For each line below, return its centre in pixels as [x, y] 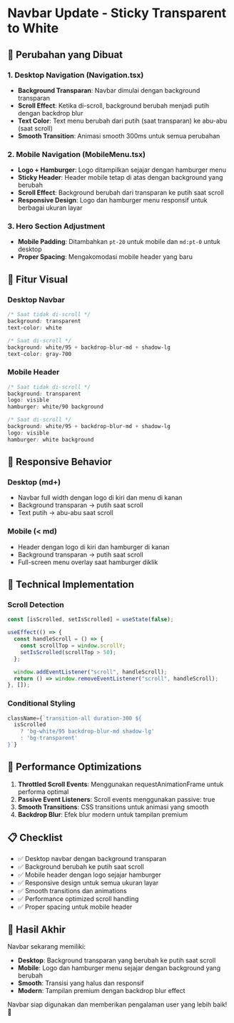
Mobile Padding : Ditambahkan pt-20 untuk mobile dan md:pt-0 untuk [119, 242]
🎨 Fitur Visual [38, 279]
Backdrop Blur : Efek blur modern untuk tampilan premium [103, 814]
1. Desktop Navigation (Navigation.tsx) [76, 75]
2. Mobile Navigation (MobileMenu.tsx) [77, 154]
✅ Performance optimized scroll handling [78, 899]
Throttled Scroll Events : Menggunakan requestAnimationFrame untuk [121, 784]
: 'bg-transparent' [49, 738]
